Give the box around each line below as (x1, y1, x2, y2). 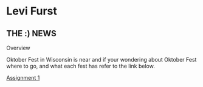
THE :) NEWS (6, 28, 57, 39)
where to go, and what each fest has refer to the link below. (6, 62, 155, 69)
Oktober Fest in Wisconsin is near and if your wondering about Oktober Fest (6, 56, 197, 63)
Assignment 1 (6, 74, 40, 81)
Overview (6, 44, 30, 51)
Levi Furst (6, 4, 58, 18)
